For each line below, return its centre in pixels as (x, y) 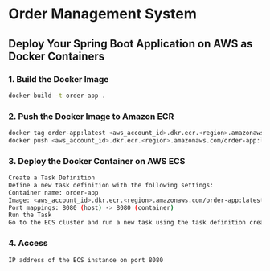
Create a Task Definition (51, 178)
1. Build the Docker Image (59, 79)
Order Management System (102, 14)
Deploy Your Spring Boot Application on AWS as (131, 44)
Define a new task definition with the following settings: (111, 185)
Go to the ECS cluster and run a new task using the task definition (127, 223)
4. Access (28, 244)
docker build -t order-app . (57, 96)
